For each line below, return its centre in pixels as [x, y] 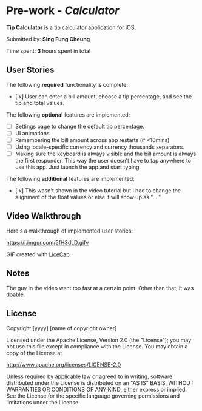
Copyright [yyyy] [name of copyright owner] [62, 328]
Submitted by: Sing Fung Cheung [48, 39]
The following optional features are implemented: [68, 114]
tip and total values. [40, 103]
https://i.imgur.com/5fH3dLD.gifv [48, 242]
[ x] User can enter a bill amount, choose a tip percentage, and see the [103, 96]
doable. [16, 294]
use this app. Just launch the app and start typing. [78, 167]
